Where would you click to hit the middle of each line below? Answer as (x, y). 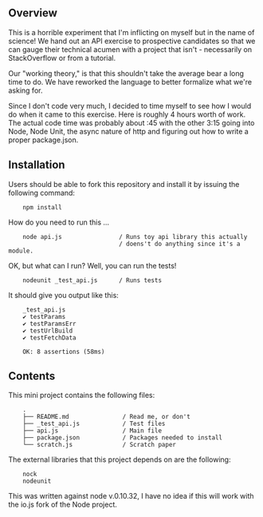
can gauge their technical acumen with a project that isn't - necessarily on (130, 49)
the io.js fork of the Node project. (63, 505)
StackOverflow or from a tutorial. (62, 58)
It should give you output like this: (64, 295)
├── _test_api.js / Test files (94, 424)
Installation (37, 165)
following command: (42, 193)
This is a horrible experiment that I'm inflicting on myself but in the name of (131, 32)
